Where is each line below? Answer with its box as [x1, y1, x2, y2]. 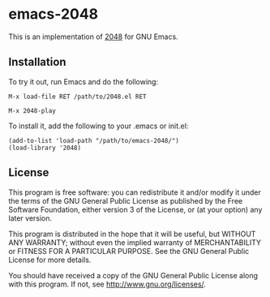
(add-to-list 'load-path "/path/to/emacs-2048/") [8, 136, 180, 144]
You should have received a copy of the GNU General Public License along [8, 270, 258, 280]
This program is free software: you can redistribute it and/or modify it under [8, 187, 261, 197]
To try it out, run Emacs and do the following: [8, 76, 159, 86]
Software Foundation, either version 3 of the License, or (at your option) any [8, 204, 263, 214]
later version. [8, 213, 53, 223]
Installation [8, 55, 66, 69]
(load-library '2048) [8, 144, 82, 152]
